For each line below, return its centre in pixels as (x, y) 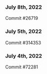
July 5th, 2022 (23, 32)
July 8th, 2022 (23, 7)
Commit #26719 (22, 18)
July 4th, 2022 (24, 56)
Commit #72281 (22, 67)
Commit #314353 (23, 42)
